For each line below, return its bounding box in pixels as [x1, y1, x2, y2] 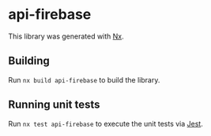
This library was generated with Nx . [8, 31, 124, 41]
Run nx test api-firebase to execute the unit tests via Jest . [8, 119, 203, 128]
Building [8, 54, 50, 68]
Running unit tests [8, 98, 100, 112]
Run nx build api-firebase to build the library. [8, 75, 160, 84]
